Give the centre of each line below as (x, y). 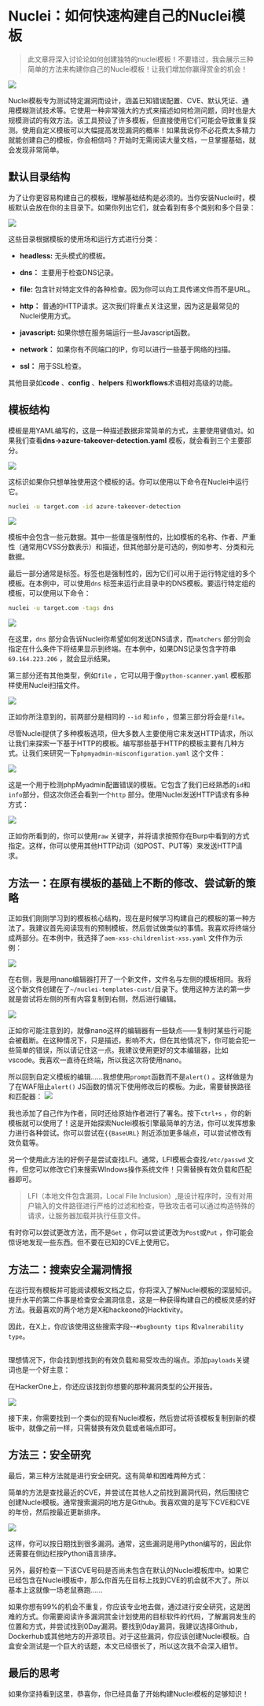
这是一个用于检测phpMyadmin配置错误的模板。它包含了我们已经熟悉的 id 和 (129, 785)
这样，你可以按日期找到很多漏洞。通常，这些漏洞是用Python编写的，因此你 (130, 1543)
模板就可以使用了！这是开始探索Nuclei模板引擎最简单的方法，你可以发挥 (125, 1123)
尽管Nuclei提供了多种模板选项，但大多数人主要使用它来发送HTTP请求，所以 (131, 734)
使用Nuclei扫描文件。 (49, 686)
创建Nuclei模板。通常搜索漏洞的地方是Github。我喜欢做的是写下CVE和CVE (129, 1502)
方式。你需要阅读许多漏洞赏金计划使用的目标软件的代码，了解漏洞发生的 (139, 1616)
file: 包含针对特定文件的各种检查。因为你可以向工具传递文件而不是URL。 (137, 289)
